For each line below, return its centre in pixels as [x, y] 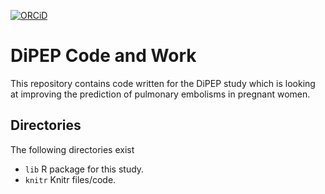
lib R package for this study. [84, 169]
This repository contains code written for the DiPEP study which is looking [163, 83]
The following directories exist [72, 149]
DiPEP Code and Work [103, 56]
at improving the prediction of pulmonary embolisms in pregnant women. [160, 94]
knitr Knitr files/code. [70, 179]
